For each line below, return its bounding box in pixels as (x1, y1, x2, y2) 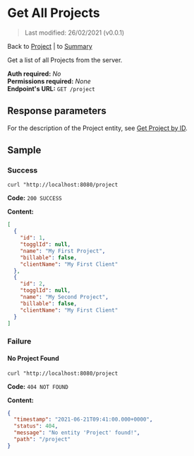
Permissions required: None (7, 76, 92, 86)
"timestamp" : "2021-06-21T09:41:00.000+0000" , (13, 416, 153, 423)
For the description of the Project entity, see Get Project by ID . (7, 124, 188, 132)
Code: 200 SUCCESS (7, 194, 62, 202)
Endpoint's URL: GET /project (7, 84, 95, 93)
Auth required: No (7, 69, 61, 78)
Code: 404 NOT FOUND (7, 382, 68, 390)
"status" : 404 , (13, 423, 59, 430)
